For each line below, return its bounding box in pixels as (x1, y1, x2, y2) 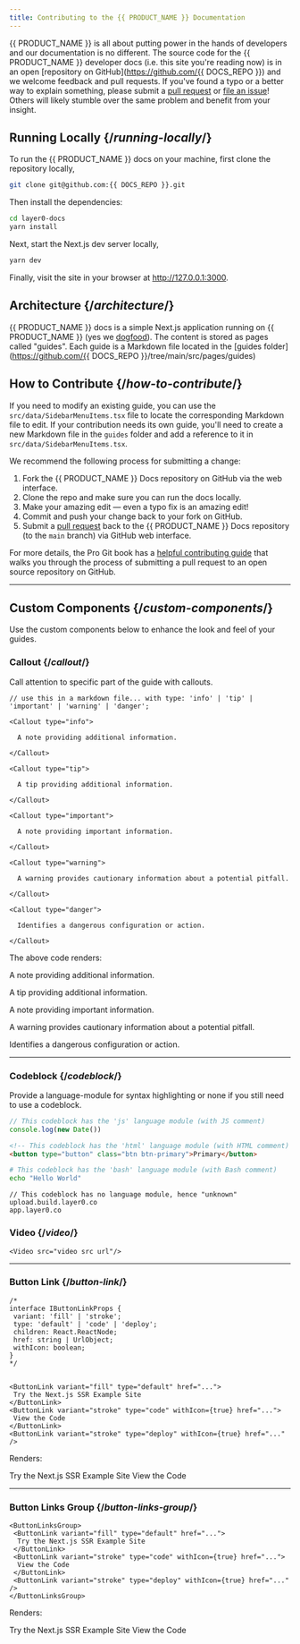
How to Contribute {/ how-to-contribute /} (9, 377, 243, 392)
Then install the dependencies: (9, 197, 123, 208)
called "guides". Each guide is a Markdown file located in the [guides (9, 341, 262, 352)
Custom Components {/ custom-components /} (9, 601, 274, 616)
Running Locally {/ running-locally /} (9, 131, 212, 146)
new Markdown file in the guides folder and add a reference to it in (9, 429, 254, 439)
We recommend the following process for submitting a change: (9, 456, 241, 466)
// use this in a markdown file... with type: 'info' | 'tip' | (9, 694, 254, 703)
